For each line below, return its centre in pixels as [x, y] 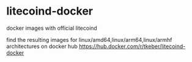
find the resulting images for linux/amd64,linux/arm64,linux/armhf [89, 40]
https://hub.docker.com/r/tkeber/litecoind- [132, 46]
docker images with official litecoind [52, 28]
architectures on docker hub [42, 46]
